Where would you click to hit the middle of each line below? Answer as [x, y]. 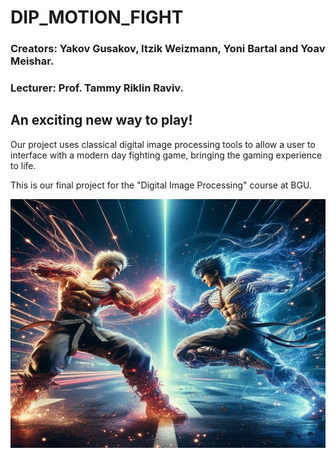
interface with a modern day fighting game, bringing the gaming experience [166, 155]
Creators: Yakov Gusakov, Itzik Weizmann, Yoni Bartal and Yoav [168, 49]
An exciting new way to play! [101, 120]
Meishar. [32, 61]
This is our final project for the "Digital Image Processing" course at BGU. [161, 185]
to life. [23, 165]
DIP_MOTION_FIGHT [97, 17]
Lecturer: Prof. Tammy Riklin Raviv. [97, 88]
